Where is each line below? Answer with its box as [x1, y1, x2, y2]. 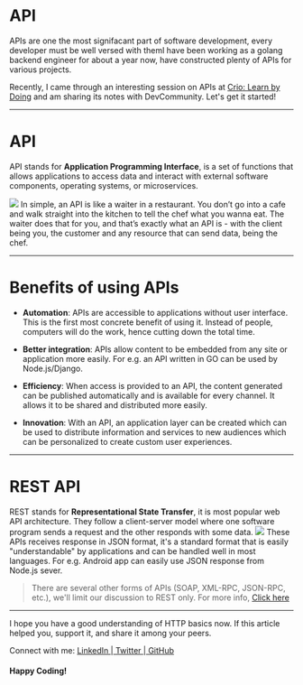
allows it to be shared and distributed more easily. [22, 399, 207, 411]
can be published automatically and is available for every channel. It [22, 390, 275, 401]
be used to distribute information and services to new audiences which [22, 426, 287, 438]
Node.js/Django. [22, 363, 83, 374]
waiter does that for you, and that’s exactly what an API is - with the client [9, 218, 282, 228]
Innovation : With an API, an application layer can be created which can [22, 417, 287, 428]
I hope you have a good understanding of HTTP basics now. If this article [9, 617, 280, 628]
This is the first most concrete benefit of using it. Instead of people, [22, 317, 273, 328]
